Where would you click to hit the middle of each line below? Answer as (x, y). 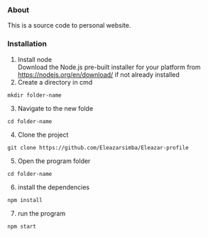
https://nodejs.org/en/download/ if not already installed (98, 74)
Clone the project (43, 135)
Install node (34, 59)
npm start (22, 226)
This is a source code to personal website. (69, 26)
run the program (42, 213)
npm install (25, 200)
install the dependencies (54, 187)
